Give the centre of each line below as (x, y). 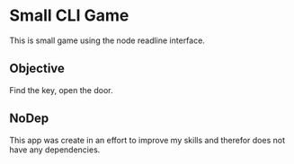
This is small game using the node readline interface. (107, 40)
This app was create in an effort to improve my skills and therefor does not (147, 140)
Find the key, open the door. (61, 90)
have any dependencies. (55, 150)
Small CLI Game (69, 16)
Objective (37, 69)
